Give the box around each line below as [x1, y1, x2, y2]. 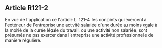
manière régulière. [5, 37, 42, 43]
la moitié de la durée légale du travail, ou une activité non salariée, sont [5, 27, 147, 33]
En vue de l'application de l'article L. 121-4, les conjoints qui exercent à [5, 16, 147, 22]
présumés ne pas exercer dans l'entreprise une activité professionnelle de [5, 32, 154, 38]
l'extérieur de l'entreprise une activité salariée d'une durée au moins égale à [5, 22, 158, 28]
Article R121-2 [5, 4, 49, 12]
